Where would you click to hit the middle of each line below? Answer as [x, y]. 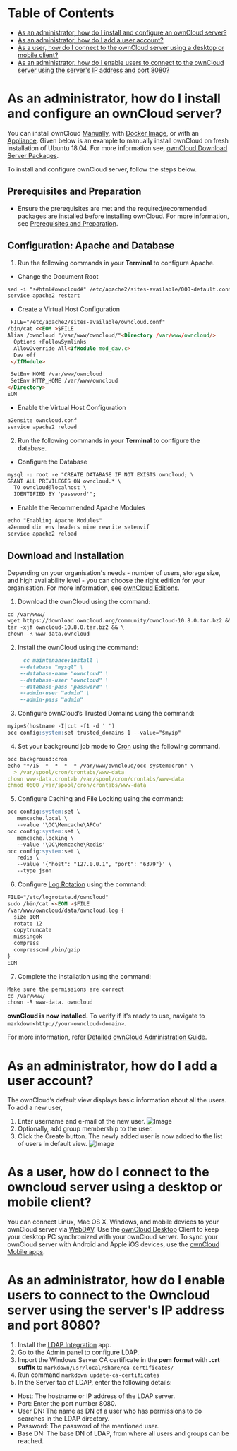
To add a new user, [35, 1108]
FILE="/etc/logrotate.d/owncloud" [58, 898]
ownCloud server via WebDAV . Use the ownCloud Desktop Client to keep [113, 1229]
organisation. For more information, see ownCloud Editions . [93, 588]
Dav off [25, 355]
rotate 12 [28, 923]
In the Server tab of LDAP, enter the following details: [95, 1383]
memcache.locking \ [45, 838]
